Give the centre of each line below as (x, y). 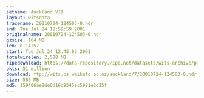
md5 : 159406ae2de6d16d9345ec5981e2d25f (57, 86)
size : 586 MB (23, 80)
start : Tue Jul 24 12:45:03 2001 (49, 52)
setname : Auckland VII (35, 12)
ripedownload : (24, 63)
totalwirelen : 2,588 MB (36, 57)
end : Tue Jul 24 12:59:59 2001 (46, 29)
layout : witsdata (28, 18)
